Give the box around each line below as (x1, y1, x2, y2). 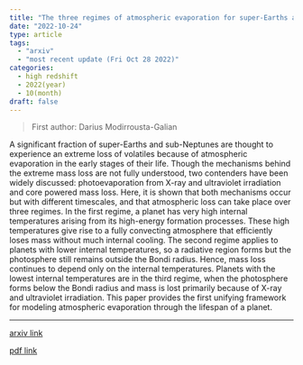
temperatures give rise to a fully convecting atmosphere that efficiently (9, 225, 273, 236)
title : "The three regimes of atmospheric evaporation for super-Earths (9, 13, 289, 23)
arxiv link (9, 328, 43, 339)
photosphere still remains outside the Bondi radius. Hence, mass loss (9, 254, 266, 265)
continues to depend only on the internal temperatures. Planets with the (9, 263, 276, 275)
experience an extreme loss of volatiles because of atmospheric (9, 149, 248, 160)
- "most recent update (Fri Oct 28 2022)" (17, 55, 179, 64)
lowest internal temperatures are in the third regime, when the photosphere (9, 273, 289, 284)
